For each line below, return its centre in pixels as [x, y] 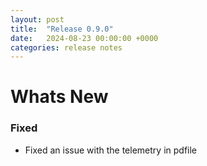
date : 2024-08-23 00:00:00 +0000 [84, 38]
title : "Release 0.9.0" [62, 29]
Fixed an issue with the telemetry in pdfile [110, 150]
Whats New [59, 97]
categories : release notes [66, 47]
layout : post [37, 19]
